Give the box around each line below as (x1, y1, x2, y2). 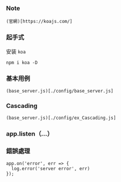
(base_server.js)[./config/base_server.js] (6, 88, 114, 94)
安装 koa (6, 48, 26, 55)
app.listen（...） (6, 130, 54, 138)
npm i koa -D (6, 59, 38, 65)
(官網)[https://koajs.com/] (6, 19, 73, 25)
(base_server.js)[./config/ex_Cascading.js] (6, 115, 116, 121)
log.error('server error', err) (11, 166, 91, 172)
